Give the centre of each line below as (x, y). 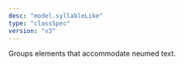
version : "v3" (32, 31)
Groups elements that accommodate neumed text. (92, 54)
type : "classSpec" (39, 23)
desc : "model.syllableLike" (56, 16)
